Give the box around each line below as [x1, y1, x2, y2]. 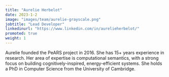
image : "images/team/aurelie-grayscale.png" [5, 17, 101, 22]
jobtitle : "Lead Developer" [5, 21, 65, 27]
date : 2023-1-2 [5, 12, 38, 17]
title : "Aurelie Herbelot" [5, 7, 62, 13]
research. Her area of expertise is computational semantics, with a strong [5, 55, 159, 61]
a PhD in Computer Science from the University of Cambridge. [5, 65, 136, 71]
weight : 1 [5, 36, 26, 41]
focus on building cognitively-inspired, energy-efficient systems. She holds [5, 60, 162, 66]
